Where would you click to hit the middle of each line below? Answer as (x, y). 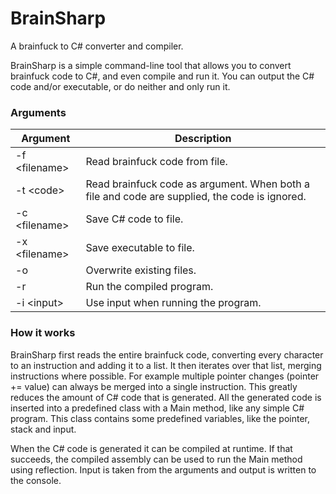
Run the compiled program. (149, 287)
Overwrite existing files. (141, 270)
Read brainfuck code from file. (156, 162)
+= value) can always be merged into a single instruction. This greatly (154, 386)
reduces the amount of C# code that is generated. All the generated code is (166, 397)
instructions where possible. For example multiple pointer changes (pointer (165, 376)
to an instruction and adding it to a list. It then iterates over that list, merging (166, 365)
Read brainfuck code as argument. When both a (197, 184)
